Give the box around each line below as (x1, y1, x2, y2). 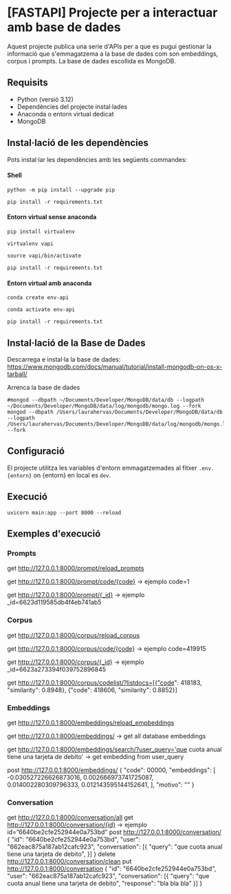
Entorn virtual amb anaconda (7, 279, 92, 287)
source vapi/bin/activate (7, 252, 81, 259)
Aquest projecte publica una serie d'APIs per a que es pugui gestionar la (7, 42, 212, 50)
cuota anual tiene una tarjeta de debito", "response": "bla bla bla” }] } (7, 880, 203, 888)
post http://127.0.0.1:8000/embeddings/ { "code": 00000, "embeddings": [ (7, 766, 216, 774)
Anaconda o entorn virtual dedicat (16, 110, 114, 118)
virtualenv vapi (7, 240, 54, 247)
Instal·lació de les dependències (7, 137, 149, 149)
